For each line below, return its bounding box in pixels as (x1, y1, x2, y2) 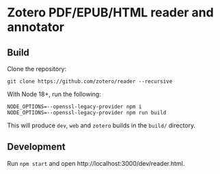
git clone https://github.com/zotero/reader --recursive (7, 78, 173, 85)
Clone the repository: (7, 65, 67, 73)
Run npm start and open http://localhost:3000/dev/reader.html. (7, 159, 185, 167)
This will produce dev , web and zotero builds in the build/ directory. (7, 121, 196, 129)
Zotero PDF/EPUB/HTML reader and (7, 5, 214, 21)
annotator (7, 19, 65, 35)
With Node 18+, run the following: (7, 90, 101, 98)
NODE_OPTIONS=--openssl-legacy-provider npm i (7, 103, 142, 110)
